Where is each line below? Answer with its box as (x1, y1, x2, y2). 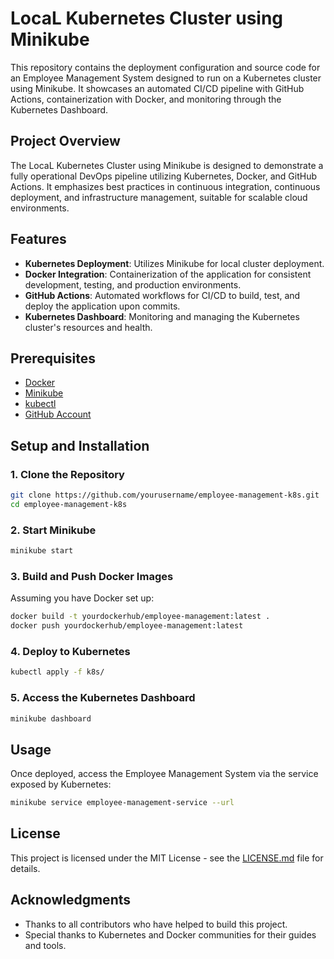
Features (10, 231, 67, 248)
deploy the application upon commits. (24, 300, 181, 312)
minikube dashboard (10, 713, 92, 724)
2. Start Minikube (10, 523, 97, 537)
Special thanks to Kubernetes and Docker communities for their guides (24, 928, 317, 941)
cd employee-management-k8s (10, 499, 128, 509)
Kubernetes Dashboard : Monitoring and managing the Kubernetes (24, 310, 300, 322)
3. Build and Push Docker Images (10, 569, 174, 583)
